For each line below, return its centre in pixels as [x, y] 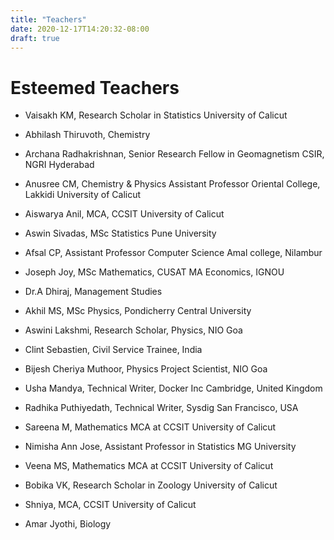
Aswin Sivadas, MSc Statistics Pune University [120, 233]
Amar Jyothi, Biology [68, 524]
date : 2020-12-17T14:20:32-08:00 [80, 29]
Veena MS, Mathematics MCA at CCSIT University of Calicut [149, 466]
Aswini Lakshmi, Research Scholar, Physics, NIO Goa [133, 330]
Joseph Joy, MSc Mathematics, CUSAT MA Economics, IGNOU [154, 272]
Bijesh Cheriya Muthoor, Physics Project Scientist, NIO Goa [146, 369]
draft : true [35, 38]
